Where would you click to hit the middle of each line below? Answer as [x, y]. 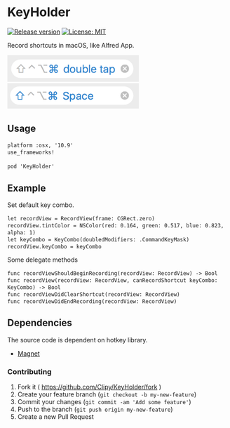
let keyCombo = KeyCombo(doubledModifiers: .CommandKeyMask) [99, 240]
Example [27, 188]
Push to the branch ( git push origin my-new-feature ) [95, 409]
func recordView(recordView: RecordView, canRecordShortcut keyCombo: [113, 281]
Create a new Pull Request [56, 417]
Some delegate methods [43, 260]
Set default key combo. [41, 205]
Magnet [28, 353]
